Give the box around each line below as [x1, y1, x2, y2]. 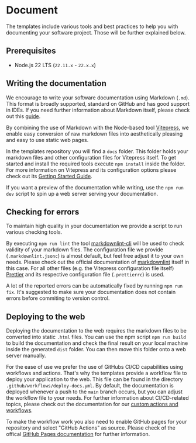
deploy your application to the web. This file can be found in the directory [6, 376, 183, 383]
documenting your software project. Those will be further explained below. [6, 29, 186, 36]
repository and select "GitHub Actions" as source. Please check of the [6, 424, 176, 431]
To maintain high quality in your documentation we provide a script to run [6, 223, 183, 230]
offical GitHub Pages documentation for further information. [6, 431, 150, 438]
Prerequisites [6, 46, 56, 56]
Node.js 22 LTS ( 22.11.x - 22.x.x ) [14, 61, 97, 68]
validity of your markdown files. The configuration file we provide [6, 246, 164, 253]
